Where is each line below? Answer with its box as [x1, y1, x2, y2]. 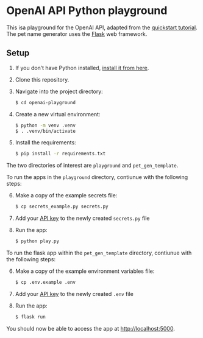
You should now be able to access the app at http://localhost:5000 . [6, 325, 175, 332]
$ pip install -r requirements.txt [15, 150, 106, 157]
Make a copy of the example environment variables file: [15, 267, 155, 275]
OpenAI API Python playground [6, 4, 168, 18]
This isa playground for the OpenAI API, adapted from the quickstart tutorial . [6, 24, 198, 31]
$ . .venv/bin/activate [15, 128, 76, 134]
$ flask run [15, 314, 46, 320]
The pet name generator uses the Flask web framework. [6, 30, 148, 37]
